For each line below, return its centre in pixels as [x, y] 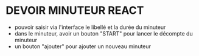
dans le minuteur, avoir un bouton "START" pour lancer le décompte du [103, 33]
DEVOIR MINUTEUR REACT [75, 11]
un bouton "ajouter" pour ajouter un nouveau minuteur [83, 46]
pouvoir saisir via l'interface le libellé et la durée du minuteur [90, 27]
